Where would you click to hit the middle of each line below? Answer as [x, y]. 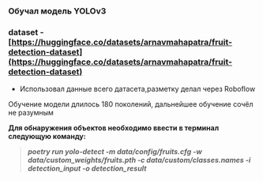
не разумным [31, 113]
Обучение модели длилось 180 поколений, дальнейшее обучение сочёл [131, 104]
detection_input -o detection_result [87, 168]
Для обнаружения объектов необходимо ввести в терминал [114, 128]
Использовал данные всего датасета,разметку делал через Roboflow [137, 89]
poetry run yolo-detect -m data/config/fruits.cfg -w [115, 152]
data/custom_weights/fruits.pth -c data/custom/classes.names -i [139, 160]
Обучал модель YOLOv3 [57, 11]
